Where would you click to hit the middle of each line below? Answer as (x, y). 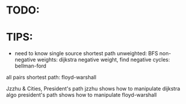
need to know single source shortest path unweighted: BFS (86, 53)
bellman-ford (30, 66)
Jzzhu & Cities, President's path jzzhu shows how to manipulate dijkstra (93, 89)
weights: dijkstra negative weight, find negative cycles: (104, 60)
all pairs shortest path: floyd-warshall (51, 78)
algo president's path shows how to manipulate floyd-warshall (82, 95)
